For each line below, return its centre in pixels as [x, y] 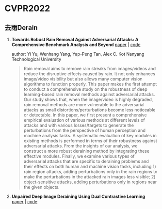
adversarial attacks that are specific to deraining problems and [86, 161]
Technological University [36, 59]
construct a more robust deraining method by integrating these [87, 151]
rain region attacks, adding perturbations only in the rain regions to [90, 172]
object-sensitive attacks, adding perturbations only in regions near [90, 182]
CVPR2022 [27, 8]
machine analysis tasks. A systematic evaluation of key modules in [90, 136]
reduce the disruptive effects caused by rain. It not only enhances [89, 74]
